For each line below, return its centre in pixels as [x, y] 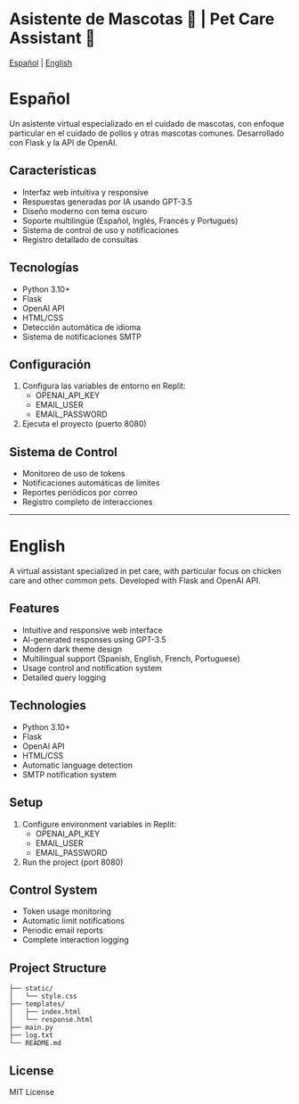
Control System [53, 889]
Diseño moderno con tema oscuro [85, 211]
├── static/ [31, 989]
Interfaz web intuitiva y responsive [85, 192]
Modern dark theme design [72, 649]
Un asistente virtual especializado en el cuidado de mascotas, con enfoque [147, 123]
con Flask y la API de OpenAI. [64, 142]
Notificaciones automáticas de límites [91, 483]
